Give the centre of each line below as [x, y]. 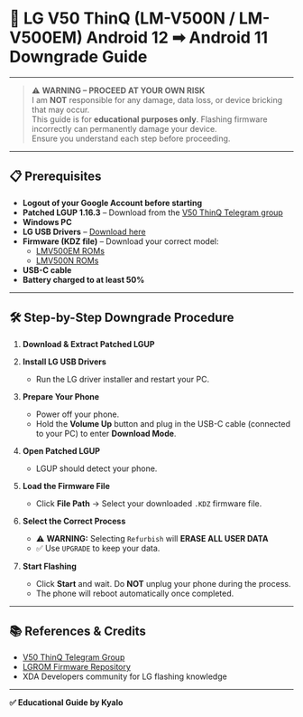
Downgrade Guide [78, 57]
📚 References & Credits [78, 631]
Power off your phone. [78, 414]
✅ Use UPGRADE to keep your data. [98, 548]
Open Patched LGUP [61, 450]
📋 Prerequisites [55, 177]
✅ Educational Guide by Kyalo [66, 703]
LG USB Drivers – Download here [84, 231]
